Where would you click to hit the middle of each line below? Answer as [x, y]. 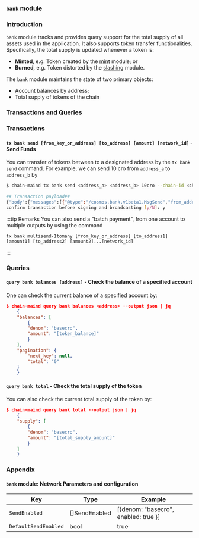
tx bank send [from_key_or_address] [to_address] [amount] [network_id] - [99, 143]
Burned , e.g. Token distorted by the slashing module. [80, 68]
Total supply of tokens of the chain [57, 97]
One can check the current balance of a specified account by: [82, 295]
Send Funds [21, 149]
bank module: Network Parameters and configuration [72, 484]
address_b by [22, 175]
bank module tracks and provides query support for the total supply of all [95, 37]
